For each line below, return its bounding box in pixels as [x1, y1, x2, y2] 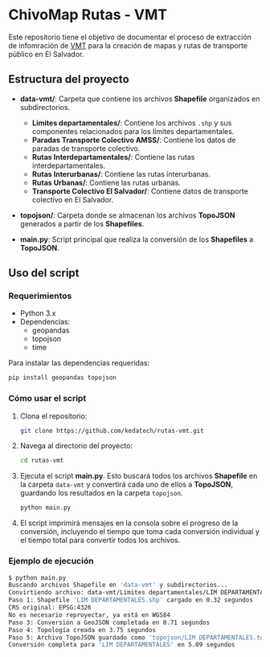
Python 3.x [19, 308, 56, 318]
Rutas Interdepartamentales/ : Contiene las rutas [31, 152, 195, 161]
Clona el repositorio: [19, 411, 88, 421]
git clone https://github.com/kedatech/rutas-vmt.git [19, 426, 204, 435]
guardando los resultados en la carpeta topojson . [19, 488, 183, 498]
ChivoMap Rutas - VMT [8, 6, 167, 24]
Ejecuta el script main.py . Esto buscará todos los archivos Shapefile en [19, 471, 258, 481]
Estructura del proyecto [8, 72, 130, 86]
